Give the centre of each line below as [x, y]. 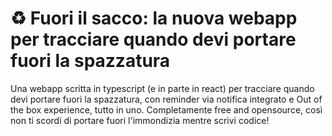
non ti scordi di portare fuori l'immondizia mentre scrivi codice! [140, 120]
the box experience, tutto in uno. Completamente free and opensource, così [166, 109]
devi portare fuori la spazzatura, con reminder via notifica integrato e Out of [166, 99]
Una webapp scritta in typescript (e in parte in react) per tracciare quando [162, 88]
